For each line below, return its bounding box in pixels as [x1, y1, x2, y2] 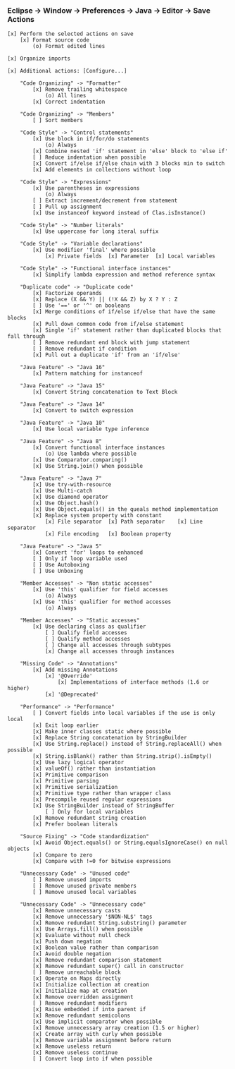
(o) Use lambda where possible [44, 450, 137, 457]
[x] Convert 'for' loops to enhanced [32, 549, 143, 556]
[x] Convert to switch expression [32, 407, 134, 414]
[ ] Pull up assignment [32, 203, 102, 210]
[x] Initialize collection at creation [32, 982, 150, 989]
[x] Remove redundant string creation [32, 814, 146, 822]
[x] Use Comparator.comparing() [32, 457, 128, 464]
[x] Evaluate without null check [32, 932, 131, 939]
